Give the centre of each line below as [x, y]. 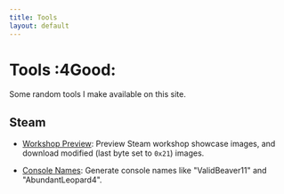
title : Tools [33, 17]
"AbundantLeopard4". [62, 180]
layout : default [39, 26]
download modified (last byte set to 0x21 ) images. [113, 153]
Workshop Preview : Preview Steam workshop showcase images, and [149, 144]
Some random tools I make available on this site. [98, 94]
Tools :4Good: [63, 70]
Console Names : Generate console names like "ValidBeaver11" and [144, 171]
